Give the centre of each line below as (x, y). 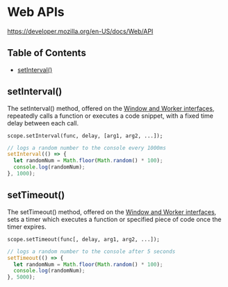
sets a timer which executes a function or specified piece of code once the (114, 219)
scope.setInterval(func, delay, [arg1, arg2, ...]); (85, 136)
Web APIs (36, 12)
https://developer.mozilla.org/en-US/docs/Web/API (80, 31)
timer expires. (27, 227)
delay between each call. (43, 123)
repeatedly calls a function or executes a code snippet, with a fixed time (110, 116)
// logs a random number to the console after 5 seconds (91, 251)
